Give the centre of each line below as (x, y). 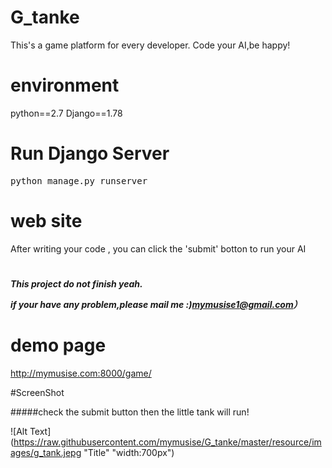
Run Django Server (90, 153)
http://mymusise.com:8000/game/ (81, 373)
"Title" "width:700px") (129, 452)
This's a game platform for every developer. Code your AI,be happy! (150, 45)
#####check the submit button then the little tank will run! (130, 412)
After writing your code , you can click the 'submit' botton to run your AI (158, 248)
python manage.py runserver (79, 180)
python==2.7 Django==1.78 (66, 113)
